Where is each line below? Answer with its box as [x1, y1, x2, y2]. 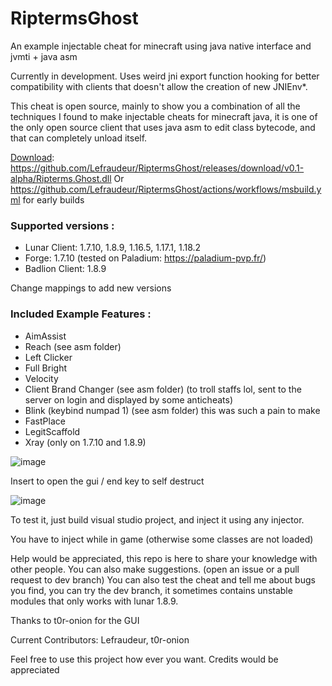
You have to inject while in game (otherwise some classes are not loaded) [10, 533, 314, 545]
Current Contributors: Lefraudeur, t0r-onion [10, 633, 190, 646]
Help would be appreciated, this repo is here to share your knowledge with [10, 552, 318, 564]
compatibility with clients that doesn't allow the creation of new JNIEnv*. [10, 80, 308, 92]
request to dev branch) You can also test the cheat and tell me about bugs [10, 573, 316, 586]
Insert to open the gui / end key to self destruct [10, 475, 205, 487]
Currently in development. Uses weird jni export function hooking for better [10, 70, 320, 82]
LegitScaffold [24, 425, 81, 437]
